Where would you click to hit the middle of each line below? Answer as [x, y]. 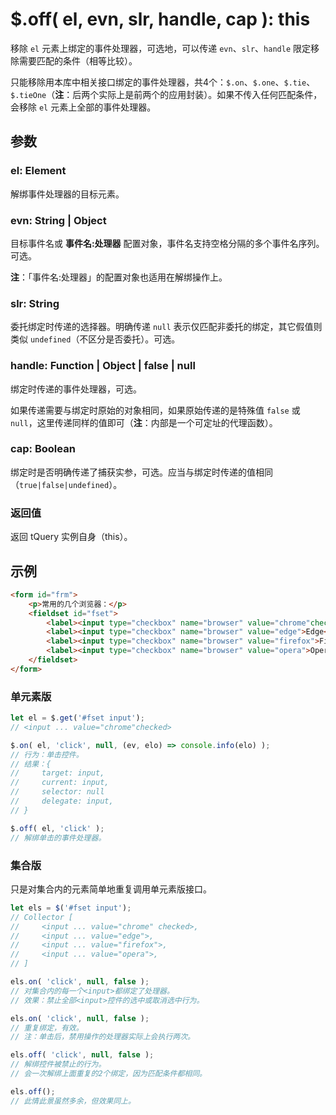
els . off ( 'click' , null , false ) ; [82, 1055]
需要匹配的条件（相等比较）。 [78, 60]
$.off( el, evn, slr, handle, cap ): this [160, 19]
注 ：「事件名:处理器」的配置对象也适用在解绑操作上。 [119, 277]
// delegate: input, [62, 801]
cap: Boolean [43, 449]
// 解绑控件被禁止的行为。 [58, 1064]
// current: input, [60, 783]
